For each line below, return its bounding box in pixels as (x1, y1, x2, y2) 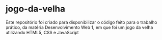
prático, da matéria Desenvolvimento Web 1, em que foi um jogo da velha (5, 24, 153, 30)
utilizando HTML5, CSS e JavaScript (5, 29, 79, 35)
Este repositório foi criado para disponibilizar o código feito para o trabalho (5, 19, 158, 25)
